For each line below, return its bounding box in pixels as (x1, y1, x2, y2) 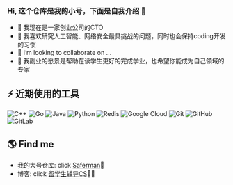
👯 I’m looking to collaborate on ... (17, 49, 112, 57)
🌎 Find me (7, 138, 54, 150)
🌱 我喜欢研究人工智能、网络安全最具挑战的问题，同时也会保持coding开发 (17, 32, 226, 40)
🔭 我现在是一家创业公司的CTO (17, 23, 104, 32)
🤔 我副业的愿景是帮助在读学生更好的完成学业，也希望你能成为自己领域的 (17, 57, 225, 65)
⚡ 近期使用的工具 (7, 88, 80, 99)
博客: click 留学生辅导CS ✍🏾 (17, 169, 95, 178)
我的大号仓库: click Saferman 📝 (17, 161, 105, 169)
